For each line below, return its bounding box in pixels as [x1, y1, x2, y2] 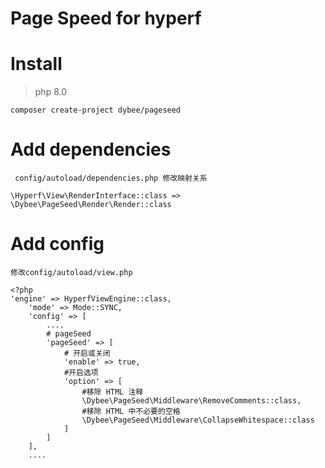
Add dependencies [10, 138, 172, 161]
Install [10, 53, 63, 76]
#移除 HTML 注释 [81, 387, 144, 397]
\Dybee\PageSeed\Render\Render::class [10, 200, 172, 210]
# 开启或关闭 [63, 348, 111, 358]
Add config [10, 233, 105, 256]
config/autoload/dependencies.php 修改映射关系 [14, 173, 208, 184]
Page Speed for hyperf [10, 7, 202, 30]
